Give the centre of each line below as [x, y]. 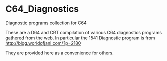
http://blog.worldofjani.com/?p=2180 [43, 43]
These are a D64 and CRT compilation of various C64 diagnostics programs [83, 32]
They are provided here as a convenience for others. [59, 53]
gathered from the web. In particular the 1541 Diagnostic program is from [80, 38]
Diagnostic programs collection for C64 [46, 23]
